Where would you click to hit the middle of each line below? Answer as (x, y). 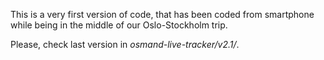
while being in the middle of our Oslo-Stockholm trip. (119, 25)
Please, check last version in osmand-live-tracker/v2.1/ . (125, 44)
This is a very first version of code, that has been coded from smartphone (162, 14)
